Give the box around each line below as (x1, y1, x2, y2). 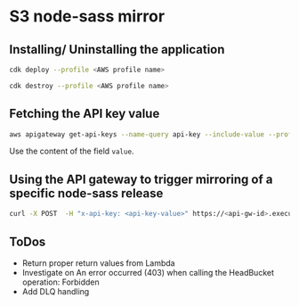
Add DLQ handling (21, 285, 90, 296)
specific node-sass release (9, 186, 164, 201)
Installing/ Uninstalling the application (9, 42, 225, 57)
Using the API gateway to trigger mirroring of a (9, 171, 273, 186)
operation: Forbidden (21, 277, 100, 287)
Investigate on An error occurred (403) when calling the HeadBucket (21, 267, 274, 277)
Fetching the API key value (9, 106, 160, 121)
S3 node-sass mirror (9, 6, 166, 27)
